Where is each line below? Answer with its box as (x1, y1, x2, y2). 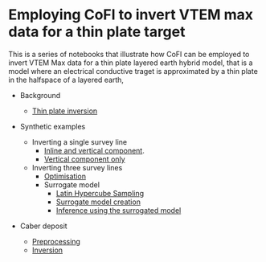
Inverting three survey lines (31, 162, 123, 172)
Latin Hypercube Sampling (55, 188, 145, 198)
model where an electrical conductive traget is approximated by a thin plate (8, 66, 259, 76)
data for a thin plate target (8, 23, 186, 41)
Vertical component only (43, 154, 126, 164)
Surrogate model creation (55, 197, 141, 207)
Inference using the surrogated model (55, 205, 182, 215)
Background (19, 90, 61, 100)
